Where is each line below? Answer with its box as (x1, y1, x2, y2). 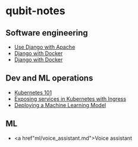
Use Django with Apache (14, 43, 76, 50)
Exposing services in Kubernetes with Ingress (14, 95, 126, 102)
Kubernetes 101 (14, 89, 52, 96)
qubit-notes (5, 4, 66, 18)
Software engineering (5, 28, 89, 38)
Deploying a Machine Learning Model (14, 101, 106, 108)
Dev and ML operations (5, 73, 93, 84)
